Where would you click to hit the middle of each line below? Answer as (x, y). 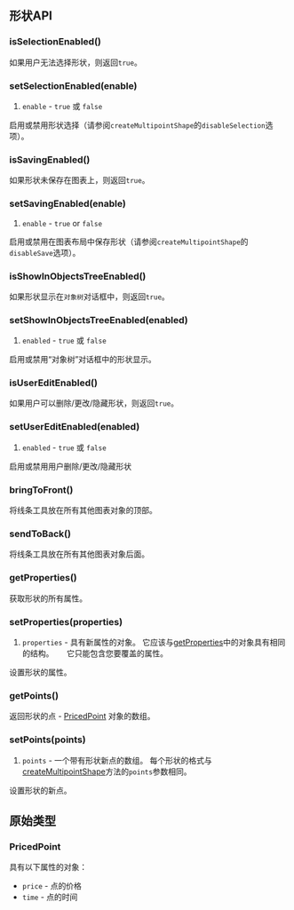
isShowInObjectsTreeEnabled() (78, 276)
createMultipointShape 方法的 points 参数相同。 (107, 772)
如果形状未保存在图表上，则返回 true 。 (79, 180)
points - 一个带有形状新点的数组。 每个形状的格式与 (117, 760)
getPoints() (34, 695)
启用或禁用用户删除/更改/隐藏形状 (71, 466)
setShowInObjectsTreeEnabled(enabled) (99, 320)
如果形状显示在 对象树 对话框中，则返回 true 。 (90, 297)
